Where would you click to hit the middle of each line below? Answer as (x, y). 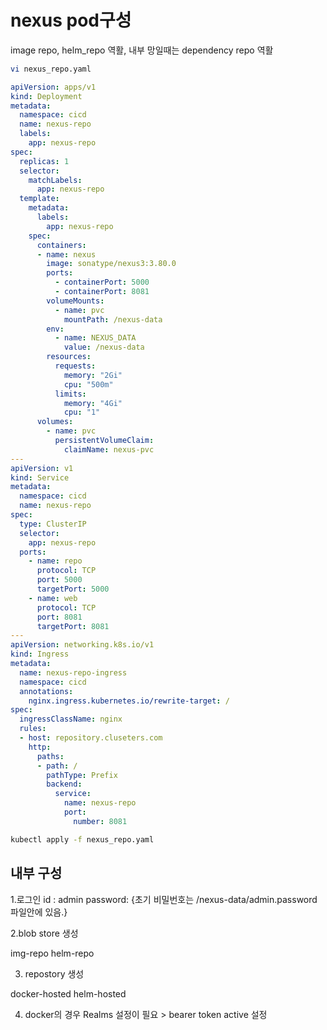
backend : (64, 784)
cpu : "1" (82, 412)
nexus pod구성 (71, 20)
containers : (61, 245)
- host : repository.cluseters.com (91, 738)
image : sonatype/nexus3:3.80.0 (111, 264)
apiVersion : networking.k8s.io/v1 (82, 645)
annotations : (46, 691)
